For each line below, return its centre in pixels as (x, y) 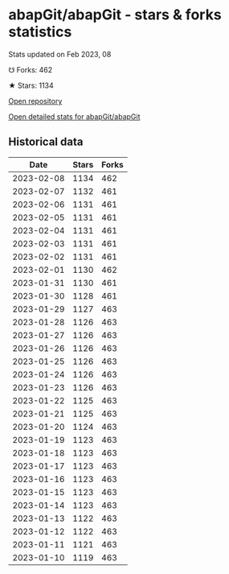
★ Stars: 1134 (31, 85)
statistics (40, 32)
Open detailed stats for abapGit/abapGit (74, 116)
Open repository (35, 101)
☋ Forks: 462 (31, 69)
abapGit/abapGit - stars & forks (115, 15)
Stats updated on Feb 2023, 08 (60, 54)
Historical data (46, 142)
